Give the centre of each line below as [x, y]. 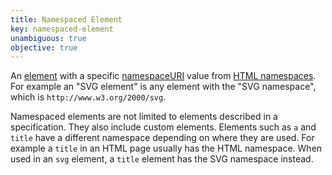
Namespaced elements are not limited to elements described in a [144, 117]
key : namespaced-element [62, 29]
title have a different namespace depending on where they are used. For [162, 138]
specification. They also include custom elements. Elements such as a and [163, 127]
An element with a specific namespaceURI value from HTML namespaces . [163, 76]
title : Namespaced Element [66, 19]
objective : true [44, 47]
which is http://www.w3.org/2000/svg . [88, 97]
